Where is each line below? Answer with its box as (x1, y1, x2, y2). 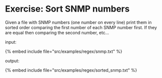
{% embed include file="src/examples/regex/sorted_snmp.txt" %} (5, 67, 137, 73)
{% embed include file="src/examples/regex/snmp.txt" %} (5, 48, 123, 54)
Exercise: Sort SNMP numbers (5, 3, 130, 15)
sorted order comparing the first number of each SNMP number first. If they (5, 24, 157, 30)
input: (5, 39, 17, 45)
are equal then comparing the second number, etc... (5, 30, 109, 35)
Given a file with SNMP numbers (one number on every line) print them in (5, 19, 152, 25)
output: (5, 58, 19, 63)
